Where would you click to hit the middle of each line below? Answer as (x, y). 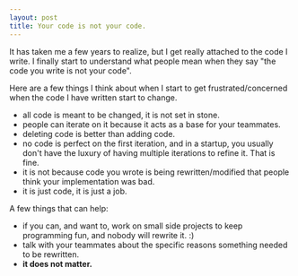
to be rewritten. (50, 254)
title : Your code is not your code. (78, 26)
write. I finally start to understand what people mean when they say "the (143, 61)
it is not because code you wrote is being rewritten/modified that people (156, 172)
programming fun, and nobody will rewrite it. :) (108, 235)
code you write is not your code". (70, 70)
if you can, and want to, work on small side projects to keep (132, 226)
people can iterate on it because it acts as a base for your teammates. (151, 124)
